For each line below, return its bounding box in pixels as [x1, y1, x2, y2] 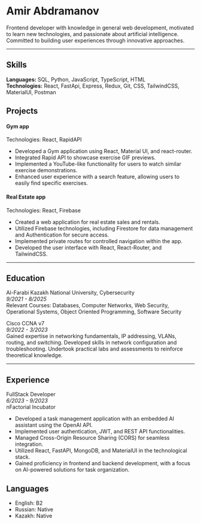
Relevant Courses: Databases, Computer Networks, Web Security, [6, 302, 169, 309]
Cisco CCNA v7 [6, 320, 45, 327]
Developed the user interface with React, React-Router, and [14, 244, 162, 251]
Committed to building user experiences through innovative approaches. [6, 37, 185, 44]
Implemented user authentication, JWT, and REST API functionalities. [14, 428, 185, 435]
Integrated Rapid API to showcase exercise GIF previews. [14, 154, 156, 161]
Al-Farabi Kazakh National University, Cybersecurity [6, 289, 135, 297]
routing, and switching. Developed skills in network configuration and [6, 339, 177, 346]
